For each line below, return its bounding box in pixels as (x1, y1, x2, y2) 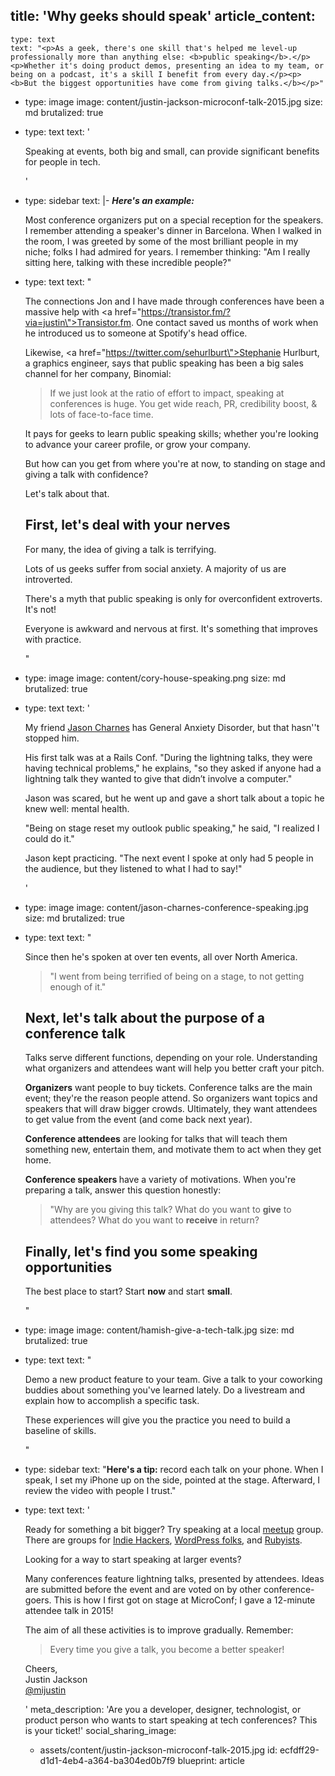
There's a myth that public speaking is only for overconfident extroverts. (24, 592, 323, 604)
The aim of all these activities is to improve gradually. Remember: (24, 1624, 294, 1636)
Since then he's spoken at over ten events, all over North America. (24, 950, 298, 963)
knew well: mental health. (24, 802, 130, 814)
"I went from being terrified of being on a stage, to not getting (49, 970, 305, 982)
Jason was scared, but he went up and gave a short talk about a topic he (24, 792, 325, 804)
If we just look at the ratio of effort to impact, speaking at (49, 387, 285, 399)
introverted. (24, 573, 73, 585)
